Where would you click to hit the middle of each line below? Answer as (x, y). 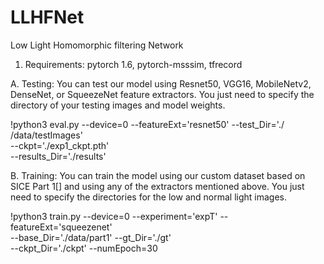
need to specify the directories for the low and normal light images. (148, 197)
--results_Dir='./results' (58, 156)
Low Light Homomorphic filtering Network (97, 45)
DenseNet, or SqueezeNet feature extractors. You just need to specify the (162, 94)
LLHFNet (47, 17)
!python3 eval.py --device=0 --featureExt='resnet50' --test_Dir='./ (147, 124)
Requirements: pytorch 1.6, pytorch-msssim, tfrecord (133, 64)
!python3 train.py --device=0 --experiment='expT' (114, 216)
